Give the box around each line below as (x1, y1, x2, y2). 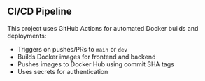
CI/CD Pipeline (7, 6, 72, 17)
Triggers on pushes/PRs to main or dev (17, 45, 128, 53)
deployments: (7, 31, 47, 40)
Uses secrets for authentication (17, 67, 108, 75)
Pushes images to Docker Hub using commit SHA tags (17, 59, 175, 68)
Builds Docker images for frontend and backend (17, 52, 156, 61)
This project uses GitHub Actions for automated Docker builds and (7, 24, 199, 32)
